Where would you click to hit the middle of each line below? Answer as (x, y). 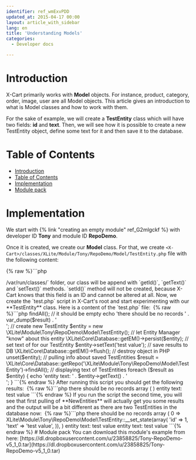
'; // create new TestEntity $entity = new (55, 326)
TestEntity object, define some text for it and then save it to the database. (95, 131)
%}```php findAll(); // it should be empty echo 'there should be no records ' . (98, 313)
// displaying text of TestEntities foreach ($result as (112, 370)
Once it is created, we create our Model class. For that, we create (85, 247)
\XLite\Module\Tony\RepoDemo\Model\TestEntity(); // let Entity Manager (93, 332)
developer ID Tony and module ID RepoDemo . (62, 236)
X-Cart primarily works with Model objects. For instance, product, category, (98, 94)
